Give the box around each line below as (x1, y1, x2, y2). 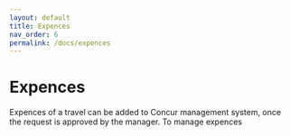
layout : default (9, 13, 70, 23)
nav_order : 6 (9, 30, 59, 39)
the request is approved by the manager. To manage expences (9, 116, 242, 127)
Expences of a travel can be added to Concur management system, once (9, 107, 282, 118)
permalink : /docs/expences (9, 38, 111, 48)
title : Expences (9, 22, 70, 31)
